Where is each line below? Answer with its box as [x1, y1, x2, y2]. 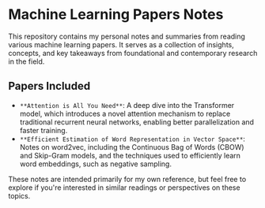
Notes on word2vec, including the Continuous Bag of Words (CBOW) [19, 142, 244, 151]
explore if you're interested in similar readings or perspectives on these [8, 183, 240, 192]
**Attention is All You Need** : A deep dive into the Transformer [19, 100, 235, 110]
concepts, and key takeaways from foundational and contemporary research [8, 48, 258, 58]
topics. [8, 191, 31, 200]
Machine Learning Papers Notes [8, 6, 224, 24]
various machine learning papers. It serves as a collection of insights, [8, 39, 235, 49]
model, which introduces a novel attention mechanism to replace [19, 109, 231, 118]
